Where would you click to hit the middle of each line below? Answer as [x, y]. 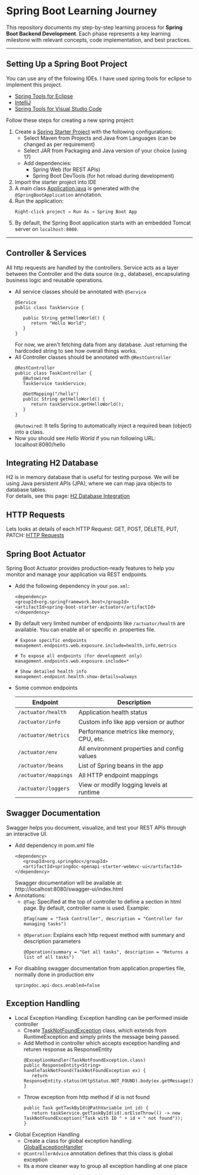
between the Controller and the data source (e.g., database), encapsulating [98, 274]
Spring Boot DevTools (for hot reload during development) [103, 175]
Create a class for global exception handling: [78, 1141]
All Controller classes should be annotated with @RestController [93, 357]
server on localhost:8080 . [46, 229]
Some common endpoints [46, 688]
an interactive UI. [27, 834]
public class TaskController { [53, 373]
